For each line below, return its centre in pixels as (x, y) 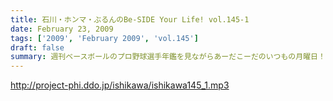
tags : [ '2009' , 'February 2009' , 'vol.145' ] (104, 38)
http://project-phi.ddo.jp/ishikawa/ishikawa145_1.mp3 (120, 85)
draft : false (37, 47)
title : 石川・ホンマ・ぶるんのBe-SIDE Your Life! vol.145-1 (130, 19)
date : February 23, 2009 (62, 29)
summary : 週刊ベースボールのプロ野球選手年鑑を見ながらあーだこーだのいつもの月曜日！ (168, 57)
